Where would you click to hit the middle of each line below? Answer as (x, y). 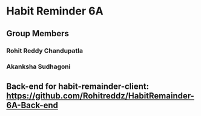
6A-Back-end (32, 105)
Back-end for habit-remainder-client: (78, 86)
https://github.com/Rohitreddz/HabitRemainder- (100, 96)
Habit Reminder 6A (55, 11)
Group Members (38, 34)
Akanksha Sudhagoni (38, 66)
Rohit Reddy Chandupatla (45, 51)
